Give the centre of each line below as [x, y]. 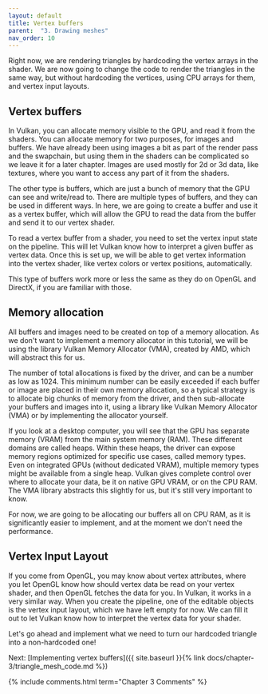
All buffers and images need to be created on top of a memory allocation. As [134, 332]
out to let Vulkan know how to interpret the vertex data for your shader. [125, 618]
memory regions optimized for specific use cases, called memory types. [127, 456]
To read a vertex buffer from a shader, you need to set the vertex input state [133, 238]
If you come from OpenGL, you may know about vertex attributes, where [127, 576]
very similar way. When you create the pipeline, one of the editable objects [131, 601]
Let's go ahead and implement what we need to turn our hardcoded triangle [133, 633]
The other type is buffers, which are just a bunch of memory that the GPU [129, 189]
